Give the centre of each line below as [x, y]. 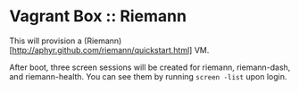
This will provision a [46, 41]
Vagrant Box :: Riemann [98, 16]
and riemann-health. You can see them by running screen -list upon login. [148, 76]
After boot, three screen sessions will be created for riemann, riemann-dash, [150, 67]
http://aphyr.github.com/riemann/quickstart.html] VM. [111, 49]
